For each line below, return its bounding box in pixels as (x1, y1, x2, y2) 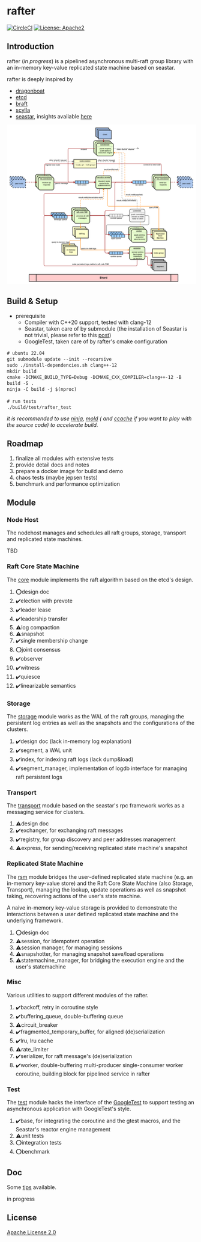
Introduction (7, 41, 55, 52)
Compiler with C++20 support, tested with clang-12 (24, 319, 152, 326)
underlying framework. (7, 917, 64, 924)
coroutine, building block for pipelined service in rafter (15, 1070, 151, 1077)
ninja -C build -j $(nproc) (7, 386, 77, 392)
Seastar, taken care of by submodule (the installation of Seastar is (24, 325, 188, 332)
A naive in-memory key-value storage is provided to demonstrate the (7, 904, 178, 911)
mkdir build (7, 368, 37, 374)
